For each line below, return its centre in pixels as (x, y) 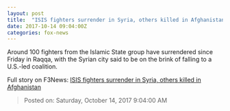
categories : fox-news (38, 33)
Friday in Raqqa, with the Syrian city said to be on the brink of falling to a (110, 60)
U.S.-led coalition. (33, 66)
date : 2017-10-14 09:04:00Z (47, 26)
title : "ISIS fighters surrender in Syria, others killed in (98, 20)
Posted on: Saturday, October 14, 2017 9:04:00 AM (95, 101)
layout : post (26, 13)
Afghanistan (24, 87)
